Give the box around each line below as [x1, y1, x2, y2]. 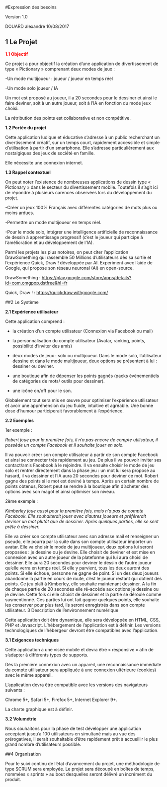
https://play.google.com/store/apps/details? [41, 274, 132, 280]
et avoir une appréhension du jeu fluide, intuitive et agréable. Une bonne [5, 402, 153, 408]
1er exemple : [5, 427, 32, 433]
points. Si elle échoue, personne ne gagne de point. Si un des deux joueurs [5, 570, 159, 576]
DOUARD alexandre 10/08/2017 [5, 23, 70, 29]
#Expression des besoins [5, 4, 57, 10]
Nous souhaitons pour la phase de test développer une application [5, 725, 142, 731]
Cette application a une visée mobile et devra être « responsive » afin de [5, 646, 154, 652]
